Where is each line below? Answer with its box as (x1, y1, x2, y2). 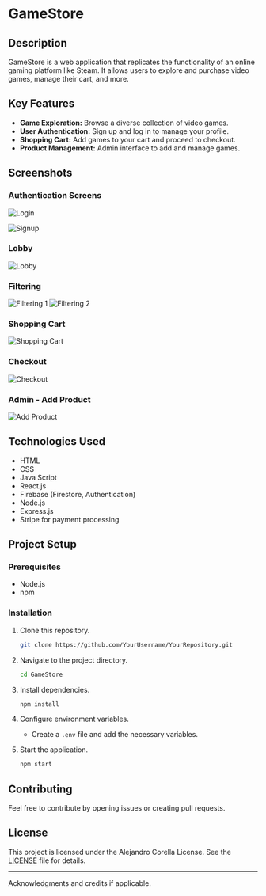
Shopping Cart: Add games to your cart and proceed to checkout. (19, 135, 236, 144)
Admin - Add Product (8, 393, 91, 404)
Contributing (8, 782, 73, 795)
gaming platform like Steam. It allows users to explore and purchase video (8, 66, 249, 75)
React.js (19, 480, 47, 491)
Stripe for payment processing (19, 514, 120, 524)
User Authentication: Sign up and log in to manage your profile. (19, 126, 230, 135)
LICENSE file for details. (8, 856, 86, 865)
